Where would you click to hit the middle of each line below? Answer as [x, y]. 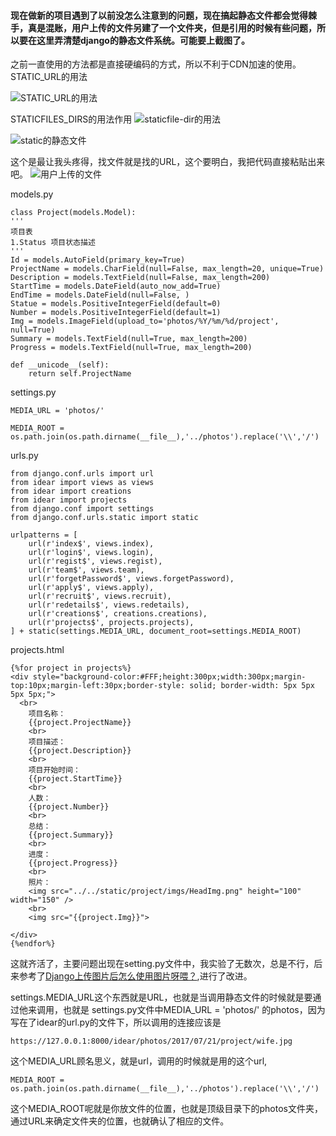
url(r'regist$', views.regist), [95, 561]
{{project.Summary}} [71, 835]
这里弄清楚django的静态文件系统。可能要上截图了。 [143, 40]
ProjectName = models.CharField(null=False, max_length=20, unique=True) [167, 269]
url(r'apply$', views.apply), [91, 588]
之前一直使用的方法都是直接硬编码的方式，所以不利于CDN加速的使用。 [156, 64]
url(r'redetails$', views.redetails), [109, 605]
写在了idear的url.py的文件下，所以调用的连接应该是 [116, 1022]
